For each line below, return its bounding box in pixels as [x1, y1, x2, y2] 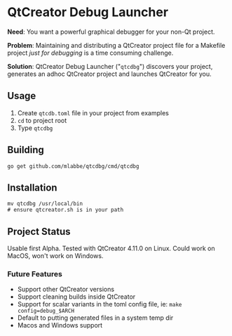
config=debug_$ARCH [17, 307, 75, 315]
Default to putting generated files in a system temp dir [17, 314, 174, 322]
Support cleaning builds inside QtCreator [17, 292, 136, 301]
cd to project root [17, 116, 67, 124]
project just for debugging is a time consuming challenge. [7, 49, 174, 57]
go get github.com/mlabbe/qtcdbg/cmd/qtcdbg [7, 162, 139, 169]
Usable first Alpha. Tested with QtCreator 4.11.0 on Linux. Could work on [7, 244, 215, 253]
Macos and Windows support [17, 321, 103, 330]
